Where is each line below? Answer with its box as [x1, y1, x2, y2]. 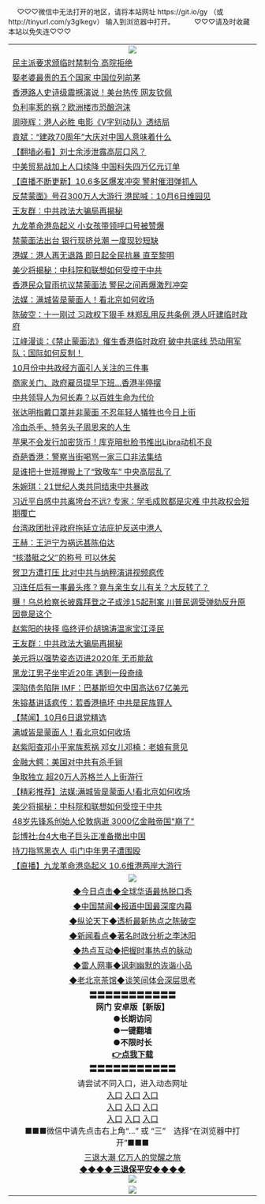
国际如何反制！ [28, 348, 84, 359]
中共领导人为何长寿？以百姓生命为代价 [12, 392, 155, 403]
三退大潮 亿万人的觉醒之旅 [84, 1152, 181, 1163]
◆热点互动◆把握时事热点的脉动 [73, 945, 192, 956]
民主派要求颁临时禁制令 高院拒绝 [12, 57, 133, 68]
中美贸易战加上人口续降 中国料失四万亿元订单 [12, 160, 181, 171]
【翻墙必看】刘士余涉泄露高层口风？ [12, 146, 147, 157]
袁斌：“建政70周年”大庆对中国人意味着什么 [12, 131, 172, 142]
